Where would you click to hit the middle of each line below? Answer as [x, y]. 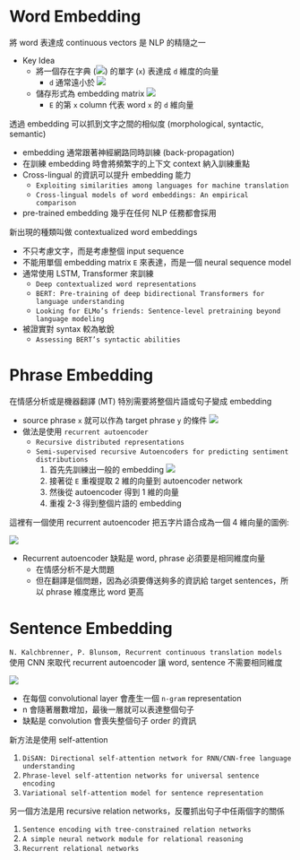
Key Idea [39, 60]
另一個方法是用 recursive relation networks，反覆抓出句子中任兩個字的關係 [147, 811]
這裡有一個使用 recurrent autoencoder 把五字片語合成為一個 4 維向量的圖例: [149, 522]
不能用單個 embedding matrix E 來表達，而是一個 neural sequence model [157, 262]
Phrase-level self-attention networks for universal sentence [141, 776]
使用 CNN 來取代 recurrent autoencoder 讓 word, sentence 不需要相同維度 [146, 662]
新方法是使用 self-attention [59, 739]
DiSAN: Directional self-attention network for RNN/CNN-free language [157, 758]
